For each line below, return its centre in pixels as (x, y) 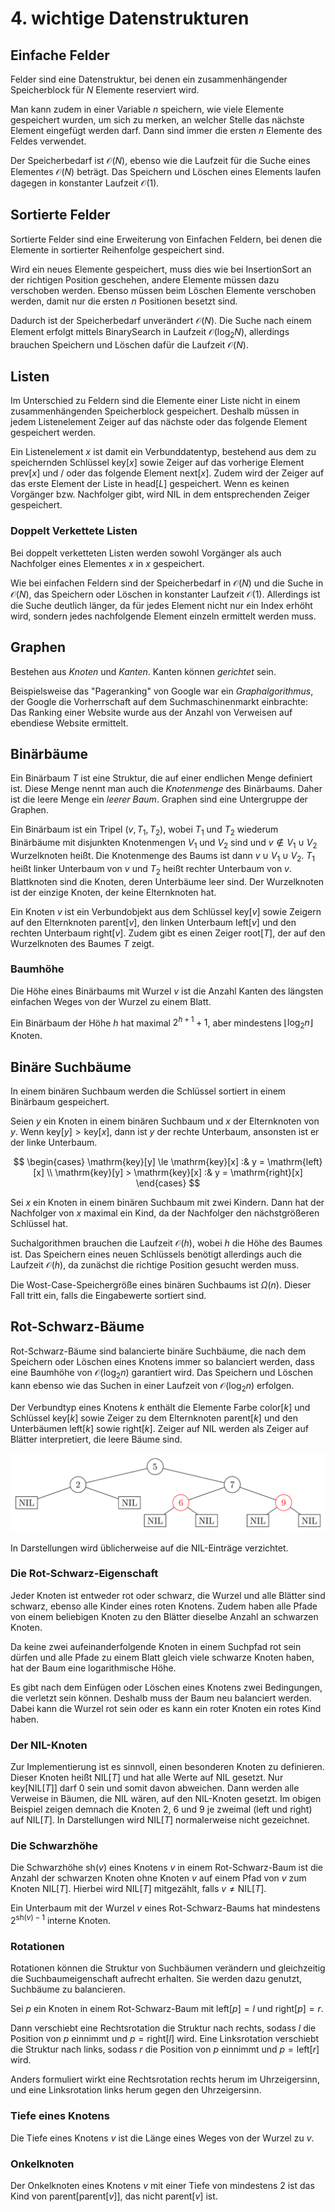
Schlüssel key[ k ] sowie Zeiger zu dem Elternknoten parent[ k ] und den (154, 1418)
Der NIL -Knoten (49, 1745)
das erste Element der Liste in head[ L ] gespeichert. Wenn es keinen (150, 484)
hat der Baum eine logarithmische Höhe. (93, 1668)
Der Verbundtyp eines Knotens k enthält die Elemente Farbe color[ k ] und (160, 1407)
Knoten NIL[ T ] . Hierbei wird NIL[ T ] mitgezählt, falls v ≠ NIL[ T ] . (138, 1889)
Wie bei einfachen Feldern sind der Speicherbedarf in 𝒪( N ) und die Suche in (167, 583)
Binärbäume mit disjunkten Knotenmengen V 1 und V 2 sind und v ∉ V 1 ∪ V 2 (164, 844)
